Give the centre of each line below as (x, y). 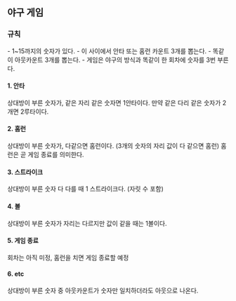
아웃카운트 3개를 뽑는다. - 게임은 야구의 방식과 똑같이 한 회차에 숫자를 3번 (115, 60)
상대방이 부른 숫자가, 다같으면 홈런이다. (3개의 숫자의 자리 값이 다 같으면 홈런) (113, 146)
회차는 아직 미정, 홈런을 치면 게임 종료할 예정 (68, 257)
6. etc (16, 274)
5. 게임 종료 (23, 241)
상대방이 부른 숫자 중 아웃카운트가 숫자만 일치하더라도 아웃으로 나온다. (103, 290)
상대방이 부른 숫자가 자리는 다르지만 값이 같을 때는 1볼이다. (87, 223)
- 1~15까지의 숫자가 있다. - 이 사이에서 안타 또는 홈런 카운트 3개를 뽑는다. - (109, 51)
